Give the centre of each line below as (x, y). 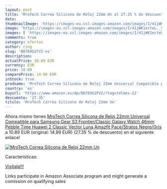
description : (19, 56)
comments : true (21, 38)
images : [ (15, 33)
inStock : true (20, 79)
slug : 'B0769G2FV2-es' (29, 51)
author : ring (19, 47)
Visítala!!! (14, 167)
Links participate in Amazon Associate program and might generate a (76, 176)
